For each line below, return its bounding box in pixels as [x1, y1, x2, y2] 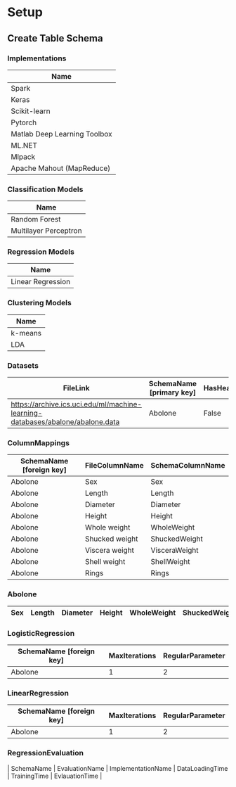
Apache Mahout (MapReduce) [11, 163, 111, 173]
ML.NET [11, 140, 37, 150]
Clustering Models [7, 298, 72, 308]
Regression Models [7, 247, 75, 257]
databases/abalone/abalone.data [11, 417, 120, 427]
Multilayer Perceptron [11, 226, 82, 236]
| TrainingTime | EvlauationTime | [7, 772, 103, 780]
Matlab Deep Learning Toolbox [11, 129, 112, 139]
